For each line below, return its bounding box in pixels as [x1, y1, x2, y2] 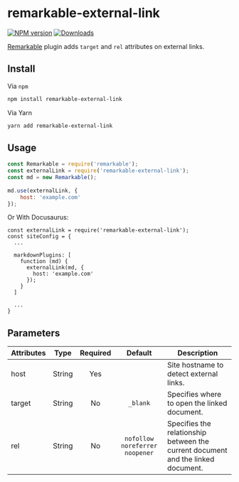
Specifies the [166, 419, 211, 429]
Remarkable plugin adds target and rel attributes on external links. [7, 42, 205, 50]
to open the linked [166, 398, 228, 408]
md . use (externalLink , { [7, 187, 78, 194]
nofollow [124, 435, 154, 443]
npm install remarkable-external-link [7, 95, 122, 102]
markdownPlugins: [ [14, 252, 72, 259]
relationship [166, 428, 207, 438]
